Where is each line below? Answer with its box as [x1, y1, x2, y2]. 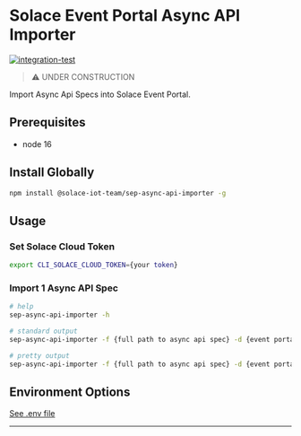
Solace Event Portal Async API [9, 5, 240, 26]
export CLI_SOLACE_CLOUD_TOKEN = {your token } [9, 261, 178, 270]
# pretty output [9, 351, 70, 360]
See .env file [9, 408, 56, 419]
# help [9, 302, 34, 311]
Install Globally [9, 165, 95, 180]
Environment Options [9, 384, 131, 399]
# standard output [9, 327, 78, 336]
